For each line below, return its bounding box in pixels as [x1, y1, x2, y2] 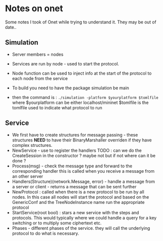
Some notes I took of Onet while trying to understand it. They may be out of [5, 19, 157, 25]
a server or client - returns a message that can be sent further [12, 183, 137, 189]
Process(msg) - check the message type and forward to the [12, 163, 132, 169]
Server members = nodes [12, 51, 64, 57]
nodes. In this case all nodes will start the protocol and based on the [12, 194, 149, 200]
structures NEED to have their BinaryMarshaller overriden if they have [12, 137, 152, 143]
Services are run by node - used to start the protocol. [12, 60, 119, 66]
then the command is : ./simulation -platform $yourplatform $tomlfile [12, 94, 159, 100]
